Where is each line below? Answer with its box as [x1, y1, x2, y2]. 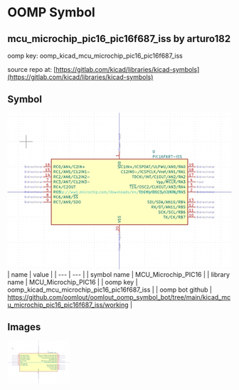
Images [7, 321, 41, 333]
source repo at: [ [7, 65, 56, 73]
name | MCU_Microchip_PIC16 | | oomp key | [7, 278, 138, 286]
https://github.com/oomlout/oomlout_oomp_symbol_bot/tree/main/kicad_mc [7, 292, 231, 301]
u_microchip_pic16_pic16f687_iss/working [7, 300, 129, 309]
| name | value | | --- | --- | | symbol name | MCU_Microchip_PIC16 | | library [7, 270, 230, 278]
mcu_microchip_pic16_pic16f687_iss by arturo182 [7, 33, 231, 45]
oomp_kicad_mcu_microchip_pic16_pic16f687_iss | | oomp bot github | [7, 285, 212, 294]
